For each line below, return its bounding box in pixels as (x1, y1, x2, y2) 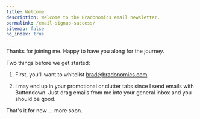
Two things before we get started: (6, 59, 90, 67)
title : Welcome (6, 8, 45, 15)
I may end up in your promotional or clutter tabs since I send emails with (14, 82, 194, 90)
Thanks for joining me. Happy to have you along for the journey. (6, 47, 164, 55)
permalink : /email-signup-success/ (6, 20, 96, 26)
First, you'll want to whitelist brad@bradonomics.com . (14, 71, 149, 78)
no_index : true (6, 31, 45, 37)
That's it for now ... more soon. (6, 107, 83, 114)
